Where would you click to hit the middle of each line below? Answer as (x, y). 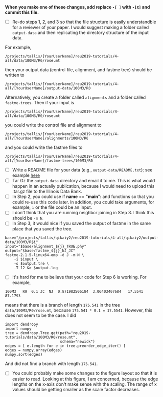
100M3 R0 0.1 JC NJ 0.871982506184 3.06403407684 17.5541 (74, 292)
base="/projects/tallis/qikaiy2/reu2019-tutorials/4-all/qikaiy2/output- (82, 238)
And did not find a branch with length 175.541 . (51, 364)
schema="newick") (77, 342)
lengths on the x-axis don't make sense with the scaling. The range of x (84, 384)
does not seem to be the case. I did (41, 315)
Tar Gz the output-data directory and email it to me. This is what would (83, 181)
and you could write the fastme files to (44, 147)
